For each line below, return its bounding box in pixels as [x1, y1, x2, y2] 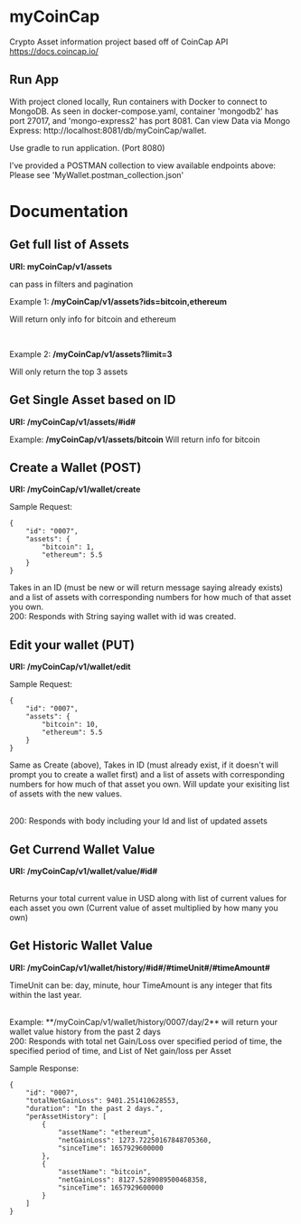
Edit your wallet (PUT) [9, 637, 136, 653]
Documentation [9, 201, 129, 221]
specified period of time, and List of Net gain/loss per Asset [9, 1045, 232, 1056]
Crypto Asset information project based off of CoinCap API [9, 36, 229, 47]
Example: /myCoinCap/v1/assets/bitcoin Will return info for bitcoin [9, 434, 260, 445]
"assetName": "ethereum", [57, 1127, 155, 1136]
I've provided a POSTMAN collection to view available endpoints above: [9, 160, 277, 171]
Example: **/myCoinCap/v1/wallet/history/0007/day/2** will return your [9, 1016, 278, 1027]
